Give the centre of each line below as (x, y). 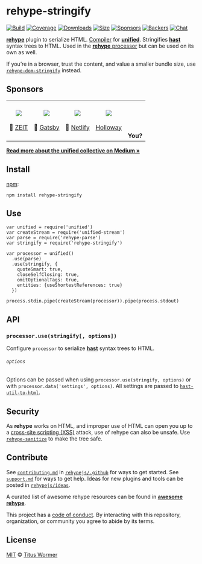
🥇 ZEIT (19, 127)
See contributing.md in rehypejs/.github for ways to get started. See (93, 472)
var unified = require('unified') (50, 227)
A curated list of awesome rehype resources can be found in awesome (94, 497)
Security (23, 411)
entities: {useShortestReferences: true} (70, 285)
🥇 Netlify (77, 127)
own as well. (22, 52)
